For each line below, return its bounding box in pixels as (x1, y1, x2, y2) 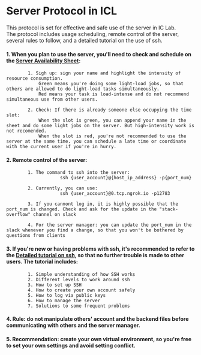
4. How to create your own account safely (28, 287, 136, 293)
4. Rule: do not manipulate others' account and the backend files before (6, 315, 189, 323)
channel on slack (32, 212, 77, 218)
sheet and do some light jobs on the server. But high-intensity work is (6, 123, 195, 129)
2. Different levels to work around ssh (28, 276, 130, 282)
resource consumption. (6, 76, 63, 82)
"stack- (159, 206, 179, 212)
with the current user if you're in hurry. (6, 144, 117, 150)
